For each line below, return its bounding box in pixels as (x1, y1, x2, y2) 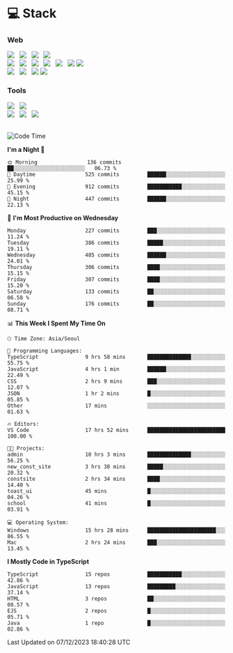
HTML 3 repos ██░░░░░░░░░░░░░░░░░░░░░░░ (7, 595, 226, 602)
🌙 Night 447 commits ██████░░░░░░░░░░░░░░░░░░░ (7, 195, 226, 202)
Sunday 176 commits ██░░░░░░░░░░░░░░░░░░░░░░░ (7, 300, 226, 307)
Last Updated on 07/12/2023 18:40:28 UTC (7, 638, 131, 646)
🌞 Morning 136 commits (7, 158, 122, 166)
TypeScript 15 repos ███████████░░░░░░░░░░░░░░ (7, 571, 226, 578)
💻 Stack (7, 6, 57, 22)
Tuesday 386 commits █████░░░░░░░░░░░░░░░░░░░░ (7, 239, 226, 246)
